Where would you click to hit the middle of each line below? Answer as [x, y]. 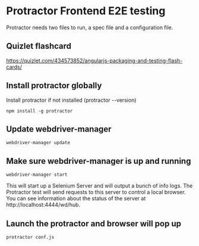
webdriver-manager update [38, 143]
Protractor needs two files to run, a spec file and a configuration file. [90, 27]
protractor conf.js [30, 237]
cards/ [14, 67]
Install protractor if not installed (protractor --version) [71, 100]
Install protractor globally [54, 85]
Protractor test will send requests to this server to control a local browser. [96, 192]
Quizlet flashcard [39, 46]
